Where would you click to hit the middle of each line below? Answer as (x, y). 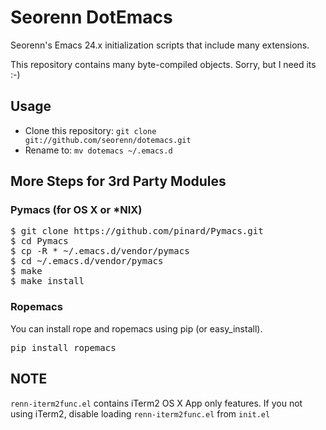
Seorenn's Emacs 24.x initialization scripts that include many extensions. (160, 45)
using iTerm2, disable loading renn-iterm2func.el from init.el (140, 413)
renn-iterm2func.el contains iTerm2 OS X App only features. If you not (156, 403)
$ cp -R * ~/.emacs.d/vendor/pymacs (100, 251)
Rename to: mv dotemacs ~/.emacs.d (98, 150)
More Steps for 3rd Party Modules (118, 181)
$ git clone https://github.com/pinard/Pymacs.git (137, 231)
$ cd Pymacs (39, 241)
